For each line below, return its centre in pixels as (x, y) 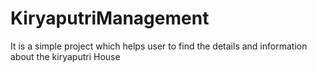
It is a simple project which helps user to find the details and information (159, 46)
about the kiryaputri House (65, 56)
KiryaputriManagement (110, 18)
